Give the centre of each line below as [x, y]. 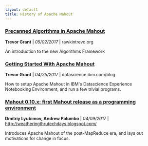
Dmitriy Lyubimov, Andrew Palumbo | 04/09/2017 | [57, 119]
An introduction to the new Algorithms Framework [55, 51]
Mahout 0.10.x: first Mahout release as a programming [71, 102]
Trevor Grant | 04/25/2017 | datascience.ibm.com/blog [60, 75]
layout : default [21, 10]
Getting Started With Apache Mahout [50, 64]
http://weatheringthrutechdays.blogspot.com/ [51, 124]
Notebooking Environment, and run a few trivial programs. [63, 89]
